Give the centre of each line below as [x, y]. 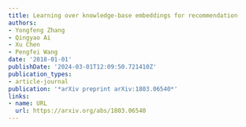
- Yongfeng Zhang [37, 30]
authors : [22, 23]
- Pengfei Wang [33, 52]
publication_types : [40, 74]
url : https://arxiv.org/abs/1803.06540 [81, 111]
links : [19, 96]
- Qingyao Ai [30, 37]
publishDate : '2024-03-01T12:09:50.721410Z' [82, 67]
